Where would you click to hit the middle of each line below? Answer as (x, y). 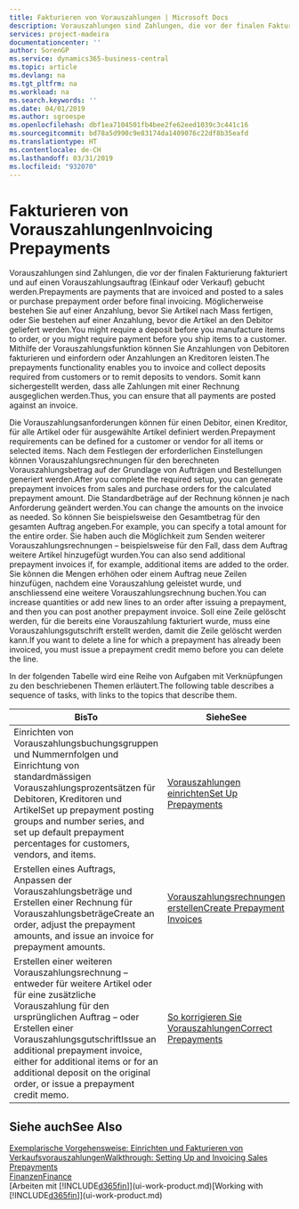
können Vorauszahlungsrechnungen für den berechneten (114, 460)
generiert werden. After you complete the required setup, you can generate (146, 479)
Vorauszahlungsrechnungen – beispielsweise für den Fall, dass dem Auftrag (148, 546)
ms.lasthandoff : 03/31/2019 (61, 158)
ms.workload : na (39, 92)
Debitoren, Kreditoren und (68, 799)
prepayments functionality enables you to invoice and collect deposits (137, 368)
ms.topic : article (43, 68)
